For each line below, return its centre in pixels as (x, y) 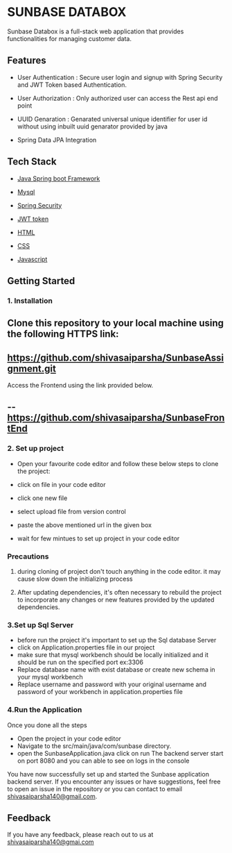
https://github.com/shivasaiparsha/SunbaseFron (116, 418)
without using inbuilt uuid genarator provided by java (92, 126)
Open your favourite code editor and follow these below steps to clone (118, 463)
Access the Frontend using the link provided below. (80, 386)
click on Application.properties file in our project (86, 647)
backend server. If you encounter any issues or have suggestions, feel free (114, 781)
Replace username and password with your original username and (111, 684)
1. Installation (30, 301)
